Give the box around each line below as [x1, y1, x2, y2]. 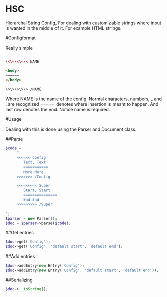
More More [23, 169, 44, 175]
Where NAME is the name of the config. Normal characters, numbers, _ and [5, 96, 162, 102]
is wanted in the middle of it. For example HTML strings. [5, 25, 122, 31]
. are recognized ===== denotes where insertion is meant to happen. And [5, 101, 159, 107]
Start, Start [23, 188, 51, 193]
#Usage [5, 116, 22, 122]
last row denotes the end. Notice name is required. [5, 107, 110, 113]
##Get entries [5, 230, 34, 236]
